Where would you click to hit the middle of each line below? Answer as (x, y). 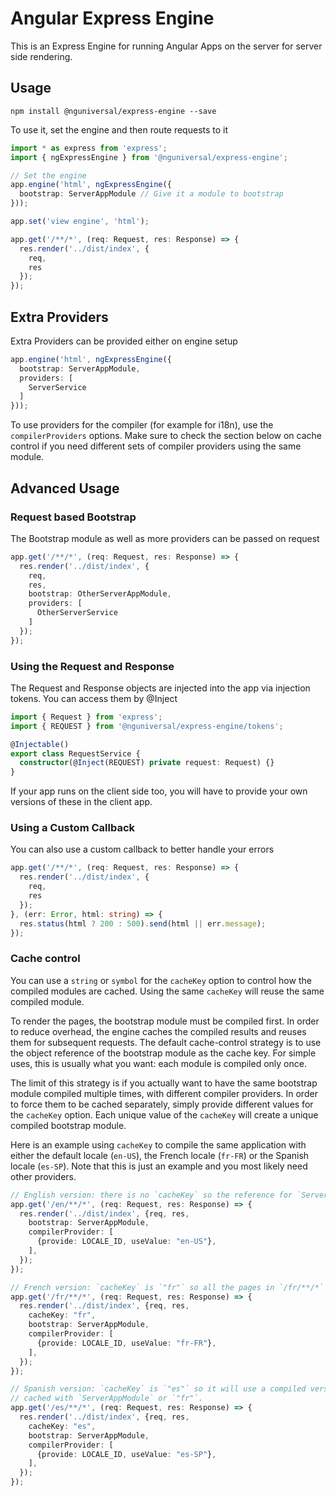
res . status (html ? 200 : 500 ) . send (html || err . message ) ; (143, 923)
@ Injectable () (40, 744)
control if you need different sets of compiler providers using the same (156, 446)
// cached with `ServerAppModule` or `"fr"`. (106, 1398)
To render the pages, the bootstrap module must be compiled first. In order (165, 1021)
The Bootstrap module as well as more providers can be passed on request (165, 538)
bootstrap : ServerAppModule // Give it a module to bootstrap (151, 194)
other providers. (43, 1176)
